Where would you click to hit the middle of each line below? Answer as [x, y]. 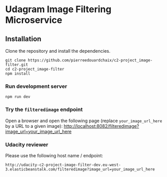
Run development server [36, 86]
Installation [23, 39]
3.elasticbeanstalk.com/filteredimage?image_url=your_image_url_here [80, 169]
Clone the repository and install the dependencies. [58, 51]
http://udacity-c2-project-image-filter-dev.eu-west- [63, 165]
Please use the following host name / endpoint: [54, 155]
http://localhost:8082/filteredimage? [101, 126]
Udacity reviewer [27, 145]
